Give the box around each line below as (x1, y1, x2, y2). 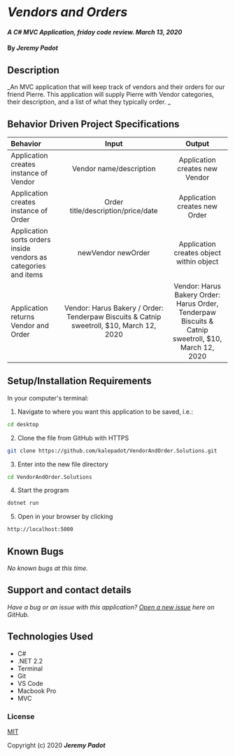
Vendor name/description (72, 164, 156, 173)
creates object (173, 248, 222, 257)
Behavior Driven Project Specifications (7, 118, 180, 130)
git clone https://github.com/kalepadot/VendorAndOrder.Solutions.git (7, 447, 218, 454)
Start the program (17, 486, 69, 494)
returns (10, 312, 35, 321)
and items (10, 270, 43, 279)
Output (185, 139, 210, 148)
